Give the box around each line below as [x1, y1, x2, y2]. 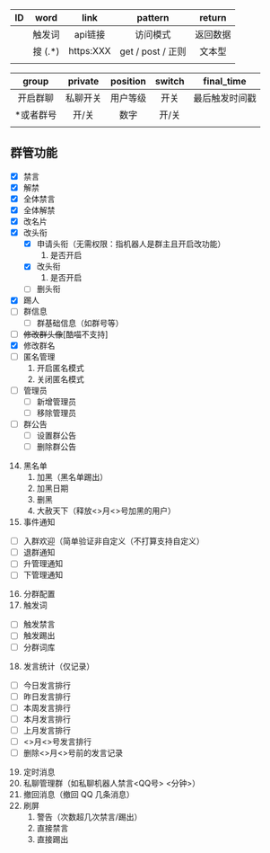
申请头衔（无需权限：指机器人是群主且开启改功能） [36, 238, 226, 250]
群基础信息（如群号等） [36, 317, 124, 328]
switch [154, 76, 185, 87]
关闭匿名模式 [36, 373, 84, 385]
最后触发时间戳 [193, 92, 257, 104]
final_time [203, 76, 247, 87]
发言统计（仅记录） [22, 661, 95, 671]
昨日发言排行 [22, 691, 71, 702]
